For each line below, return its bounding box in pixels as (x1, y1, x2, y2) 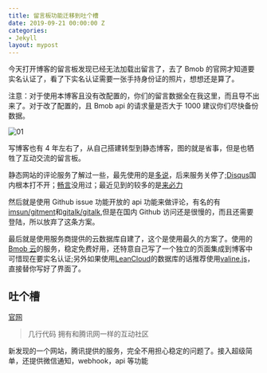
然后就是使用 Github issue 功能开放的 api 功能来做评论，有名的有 (8, 197, 221, 207)
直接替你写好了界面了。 (8, 264, 85, 273)
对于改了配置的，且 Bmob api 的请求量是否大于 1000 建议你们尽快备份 (29, 101, 259, 111)
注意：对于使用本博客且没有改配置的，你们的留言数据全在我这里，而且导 (8, 91, 245, 100)
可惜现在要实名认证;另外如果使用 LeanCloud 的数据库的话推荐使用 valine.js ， (8, 254, 255, 264)
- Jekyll (8, 33, 37, 42)
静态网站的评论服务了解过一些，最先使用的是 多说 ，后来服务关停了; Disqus (8, 171, 249, 180)
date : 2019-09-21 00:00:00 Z (8, 19, 105, 27)
